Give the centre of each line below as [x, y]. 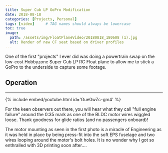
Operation [21, 83]
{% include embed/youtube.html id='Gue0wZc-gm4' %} [63, 99]
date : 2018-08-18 [23, 14]
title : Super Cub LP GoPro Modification [48, 10]
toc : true [15, 28]
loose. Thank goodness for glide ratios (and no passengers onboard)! [77, 120]
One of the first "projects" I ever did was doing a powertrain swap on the [80, 56]
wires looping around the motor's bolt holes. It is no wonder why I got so [80, 140]
